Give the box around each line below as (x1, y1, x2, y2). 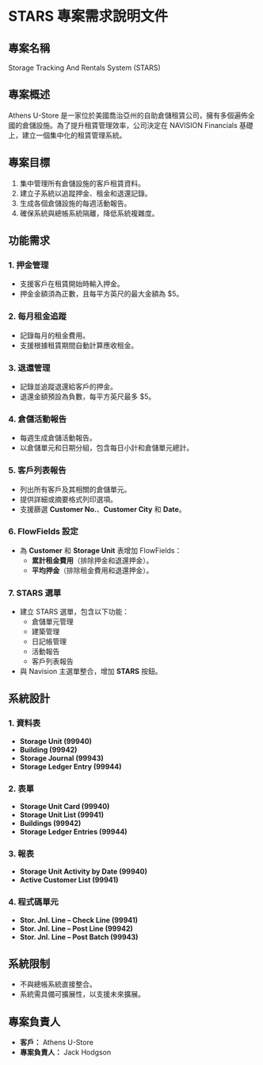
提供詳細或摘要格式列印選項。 (19, 494, 117, 504)
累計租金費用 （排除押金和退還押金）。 (31, 556, 154, 565)
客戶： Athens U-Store (19, 1038, 93, 1048)
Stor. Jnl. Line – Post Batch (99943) (19, 931, 139, 942)
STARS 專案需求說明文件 (8, 7, 169, 25)
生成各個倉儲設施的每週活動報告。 (19, 198, 131, 207)
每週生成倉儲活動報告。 (19, 433, 97, 443)
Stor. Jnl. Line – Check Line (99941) (19, 915, 139, 924)
